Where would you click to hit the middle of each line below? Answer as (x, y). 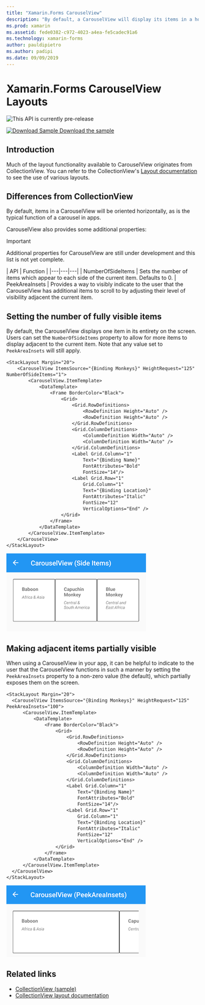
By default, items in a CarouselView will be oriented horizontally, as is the (98, 211)
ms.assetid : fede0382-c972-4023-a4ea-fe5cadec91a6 (72, 32)
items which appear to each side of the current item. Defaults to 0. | (91, 278)
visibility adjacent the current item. (50, 297)
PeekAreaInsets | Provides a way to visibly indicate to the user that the (95, 284)
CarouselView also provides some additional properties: (77, 229)
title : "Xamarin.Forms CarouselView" (54, 13)
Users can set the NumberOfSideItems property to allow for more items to (97, 338)
